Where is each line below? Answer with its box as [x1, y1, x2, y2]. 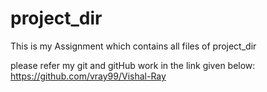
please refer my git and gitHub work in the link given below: [10, 59, 256, 71]
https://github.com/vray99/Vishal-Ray [10, 70, 167, 82]
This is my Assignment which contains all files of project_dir [10, 40, 257, 52]
